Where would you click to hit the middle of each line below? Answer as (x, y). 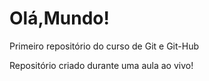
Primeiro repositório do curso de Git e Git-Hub (104, 46)
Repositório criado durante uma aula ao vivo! (101, 65)
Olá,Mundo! (60, 18)
